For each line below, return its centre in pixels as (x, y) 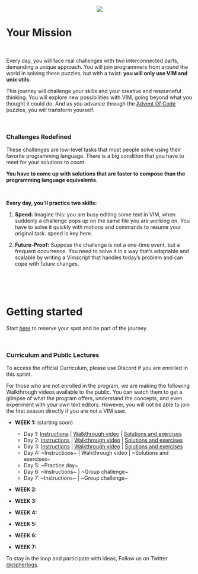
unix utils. (19, 79)
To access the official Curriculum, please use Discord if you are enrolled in (97, 368)
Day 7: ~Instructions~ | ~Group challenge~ (76, 478)
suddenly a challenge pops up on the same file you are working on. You (102, 221)
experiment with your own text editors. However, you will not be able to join (98, 405)
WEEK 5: (26, 524)
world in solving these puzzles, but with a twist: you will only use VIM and (97, 73)
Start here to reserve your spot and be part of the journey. (77, 329)
